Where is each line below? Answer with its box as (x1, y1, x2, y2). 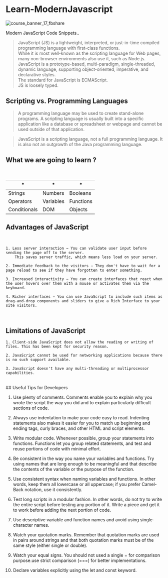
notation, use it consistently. (24, 487, 82, 493)
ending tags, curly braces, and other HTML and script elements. (12, 425, 145, 431)
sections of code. (12, 405, 49, 411)
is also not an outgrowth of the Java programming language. (17, 141, 143, 147)
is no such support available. (5, 358, 71, 363)
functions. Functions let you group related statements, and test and (12, 440, 151, 446)
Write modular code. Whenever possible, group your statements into (12, 435, 154, 441)
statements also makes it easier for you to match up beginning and (12, 420, 150, 426)
